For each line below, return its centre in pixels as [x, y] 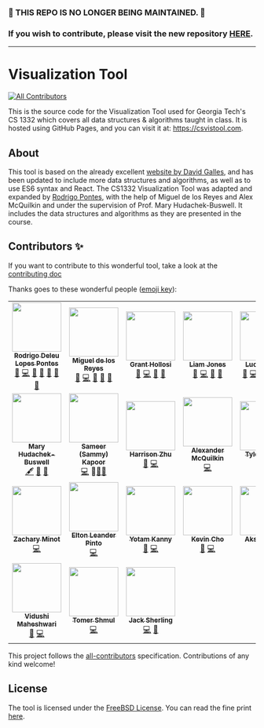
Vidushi [37, 616]
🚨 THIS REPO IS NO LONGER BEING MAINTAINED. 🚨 [107, 13]
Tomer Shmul [93, 620]
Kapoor [94, 462]
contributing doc [35, 273]
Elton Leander [93, 535]
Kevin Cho [208, 539]
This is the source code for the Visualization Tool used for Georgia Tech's [127, 112]
